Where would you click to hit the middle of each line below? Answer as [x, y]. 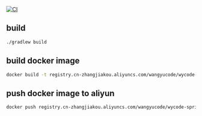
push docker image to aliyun [60, 93]
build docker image [43, 61]
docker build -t [26, 75]
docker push [21, 107]
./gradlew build [26, 42]
